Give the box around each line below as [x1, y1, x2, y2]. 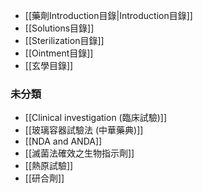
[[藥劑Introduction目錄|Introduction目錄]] [24, 10, 193, 21]
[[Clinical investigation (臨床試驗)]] [24, 112, 168, 124]
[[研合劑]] [24, 172, 65, 184]
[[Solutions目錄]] [24, 22, 95, 34]
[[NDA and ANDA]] [24, 135, 103, 148]
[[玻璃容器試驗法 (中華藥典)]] [24, 124, 144, 136]
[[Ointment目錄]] [24, 47, 94, 59]
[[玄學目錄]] [24, 60, 74, 71]
